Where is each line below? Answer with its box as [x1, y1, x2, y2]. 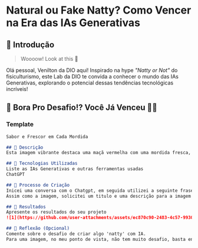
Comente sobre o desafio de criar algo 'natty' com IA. [6, 231, 146, 237]
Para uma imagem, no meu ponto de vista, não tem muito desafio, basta [6, 236, 186, 242]
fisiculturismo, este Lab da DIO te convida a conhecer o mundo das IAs [6, 73, 179, 80]
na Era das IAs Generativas [6, 16, 140, 30]
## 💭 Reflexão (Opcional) [6, 226, 70, 231]
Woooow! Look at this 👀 [20, 56, 78, 62]
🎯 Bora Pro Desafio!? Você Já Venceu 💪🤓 [6, 103, 158, 113]
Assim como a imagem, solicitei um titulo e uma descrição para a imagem [6, 193, 192, 199]
